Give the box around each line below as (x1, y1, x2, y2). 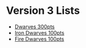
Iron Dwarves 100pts (14, 29, 64, 36)
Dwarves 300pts (14, 23, 55, 30)
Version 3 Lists (6, 4, 80, 17)
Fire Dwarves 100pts (14, 35, 64, 42)
